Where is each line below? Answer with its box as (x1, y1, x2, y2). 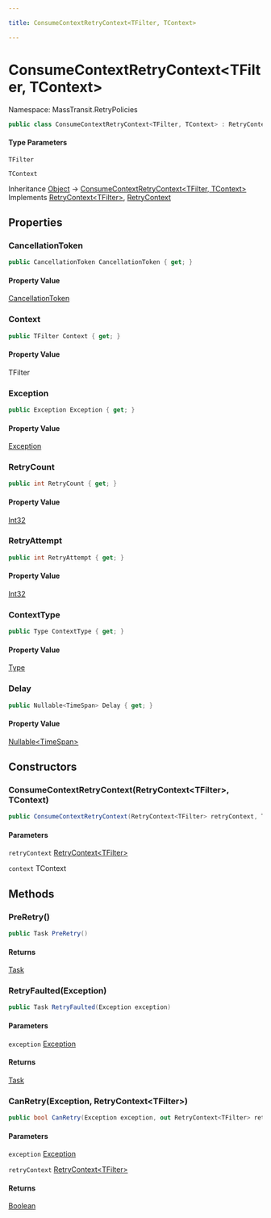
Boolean (8, 1201, 36, 1211)
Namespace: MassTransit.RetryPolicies (8, 104, 139, 114)
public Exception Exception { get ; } (8, 406, 135, 414)
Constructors (8, 760, 77, 774)
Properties (8, 216, 63, 230)
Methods (8, 887, 55, 901)
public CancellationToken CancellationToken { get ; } (8, 258, 194, 266)
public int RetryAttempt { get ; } (8, 554, 125, 562)
